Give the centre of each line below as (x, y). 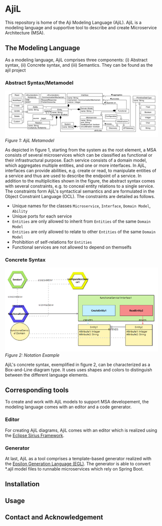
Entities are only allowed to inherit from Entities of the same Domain (81, 221)
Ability (20, 211)
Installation (22, 484)
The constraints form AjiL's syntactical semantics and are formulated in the (80, 191)
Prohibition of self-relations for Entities (52, 242)
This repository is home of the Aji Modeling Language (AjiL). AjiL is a (73, 22)
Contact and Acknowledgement (54, 517)
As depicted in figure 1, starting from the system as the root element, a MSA (81, 150)
